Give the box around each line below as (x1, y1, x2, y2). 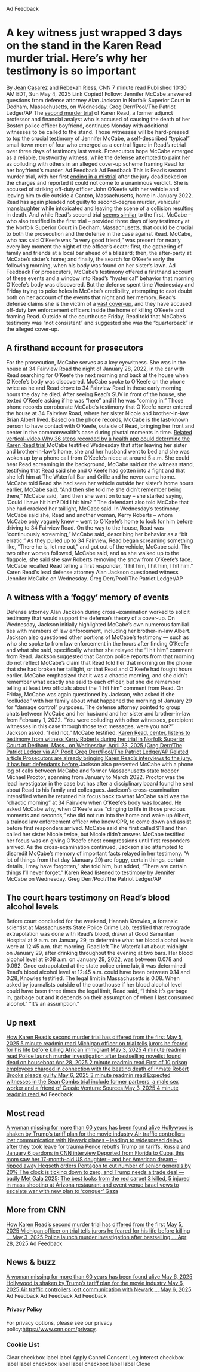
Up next (6, 1017, 36, 1028)
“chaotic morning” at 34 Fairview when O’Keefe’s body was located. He (6, 799, 182, 806)
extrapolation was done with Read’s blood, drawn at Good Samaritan (6, 930, 175, 938)
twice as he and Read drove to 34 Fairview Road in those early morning (6, 384, 182, 391)
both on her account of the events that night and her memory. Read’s (6, 293, 176, 301)
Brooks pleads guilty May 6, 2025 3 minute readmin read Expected (6, 1072, 171, 1079)
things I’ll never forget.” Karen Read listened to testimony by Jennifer (6, 869, 176, 876)
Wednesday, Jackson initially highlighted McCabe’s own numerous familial (6, 620, 189, 628)
